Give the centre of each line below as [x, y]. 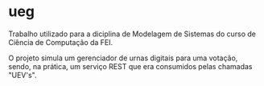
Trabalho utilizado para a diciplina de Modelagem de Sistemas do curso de [132, 34]
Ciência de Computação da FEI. [61, 42]
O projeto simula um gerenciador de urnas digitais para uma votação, [123, 58]
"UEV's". [23, 75]
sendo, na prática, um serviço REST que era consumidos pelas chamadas [130, 66]
